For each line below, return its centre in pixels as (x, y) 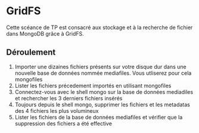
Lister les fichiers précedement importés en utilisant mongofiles (93, 85)
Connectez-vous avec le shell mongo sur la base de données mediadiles (104, 92)
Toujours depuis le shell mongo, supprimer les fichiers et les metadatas (102, 104)
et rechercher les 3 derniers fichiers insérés (69, 98)
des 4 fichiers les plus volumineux (57, 110)
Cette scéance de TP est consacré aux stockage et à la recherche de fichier (99, 27)
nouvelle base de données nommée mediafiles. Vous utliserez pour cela (103, 73)
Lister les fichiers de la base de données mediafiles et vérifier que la (99, 117)
